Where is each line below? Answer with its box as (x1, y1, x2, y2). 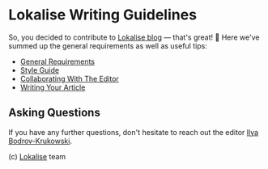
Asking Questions (8, 106, 101, 120)
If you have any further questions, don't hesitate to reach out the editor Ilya (8, 127, 259, 137)
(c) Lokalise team (8, 151, 66, 161)
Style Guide (19, 65, 59, 74)
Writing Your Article (19, 82, 86, 92)
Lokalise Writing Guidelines (8, 6, 197, 24)
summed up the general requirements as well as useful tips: (8, 40, 208, 50)
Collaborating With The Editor (19, 74, 119, 83)
